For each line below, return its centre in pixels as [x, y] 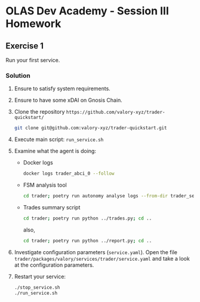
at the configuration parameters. [54, 265]
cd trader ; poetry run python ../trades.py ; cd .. [87, 218]
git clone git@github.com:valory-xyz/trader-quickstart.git [90, 128]
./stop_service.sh [37, 287]
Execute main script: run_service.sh [59, 139]
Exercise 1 [25, 46]
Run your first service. [33, 60]
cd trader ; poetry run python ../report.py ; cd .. [87, 240]
